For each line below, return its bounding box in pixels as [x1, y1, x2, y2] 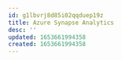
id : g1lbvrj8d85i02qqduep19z [8, 11, 104, 19]
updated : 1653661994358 [8, 33, 87, 41]
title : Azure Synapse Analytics [8, 19, 114, 26]
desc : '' [8, 26, 37, 34]
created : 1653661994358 [8, 41, 87, 48]
